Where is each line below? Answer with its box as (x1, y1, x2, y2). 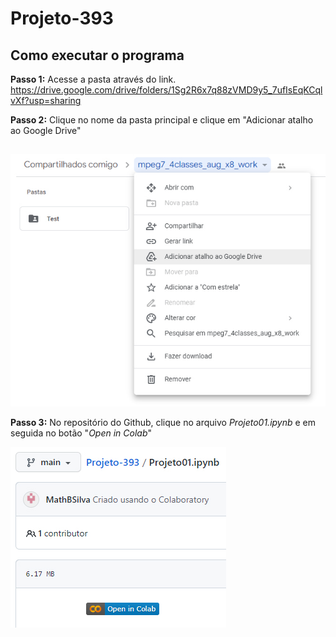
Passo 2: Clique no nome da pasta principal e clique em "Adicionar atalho (10, 114, 314, 126)
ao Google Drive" (10, 125, 82, 136)
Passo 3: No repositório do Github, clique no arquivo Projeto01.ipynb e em (10, 417, 317, 429)
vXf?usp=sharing (10, 95, 82, 106)
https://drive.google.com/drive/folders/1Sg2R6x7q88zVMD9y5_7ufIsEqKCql (10, 84, 323, 96)
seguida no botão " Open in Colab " (10, 427, 153, 439)
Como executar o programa (10, 47, 185, 64)
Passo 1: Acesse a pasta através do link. (10, 73, 177, 85)
